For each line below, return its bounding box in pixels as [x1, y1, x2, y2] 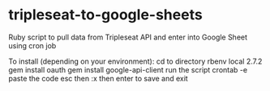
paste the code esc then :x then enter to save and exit [8, 73, 188, 83]
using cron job [8, 40, 57, 50]
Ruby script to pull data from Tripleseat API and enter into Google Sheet [8, 32, 248, 42]
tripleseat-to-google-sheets [8, 6, 203, 24]
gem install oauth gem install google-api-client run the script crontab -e [8, 64, 248, 74]
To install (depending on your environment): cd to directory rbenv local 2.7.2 [8, 56, 263, 66]
